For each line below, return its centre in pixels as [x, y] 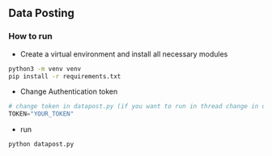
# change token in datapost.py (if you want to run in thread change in [134, 107]
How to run [30, 36]
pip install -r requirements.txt [65, 76]
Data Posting [42, 13]
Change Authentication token [69, 91]
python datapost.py [41, 145]
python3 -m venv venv [45, 69]
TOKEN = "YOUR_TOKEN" [41, 114]
